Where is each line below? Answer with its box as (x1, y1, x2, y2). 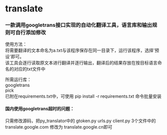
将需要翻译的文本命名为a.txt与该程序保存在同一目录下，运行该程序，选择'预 (5, 48, 160, 54)
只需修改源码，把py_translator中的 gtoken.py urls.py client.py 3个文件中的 (5, 118, 156, 124)
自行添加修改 (15, 29, 46, 36)
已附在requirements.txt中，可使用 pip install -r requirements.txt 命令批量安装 (5, 93, 162, 99)
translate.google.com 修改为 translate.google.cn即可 (5, 124, 113, 130)
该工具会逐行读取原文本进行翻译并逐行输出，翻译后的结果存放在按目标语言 (5, 60, 158, 66)
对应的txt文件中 (13, 66, 46, 72)
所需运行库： (5, 76, 31, 82)
